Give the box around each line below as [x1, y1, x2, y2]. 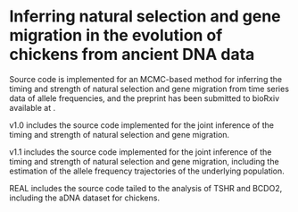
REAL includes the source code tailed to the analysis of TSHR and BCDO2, [9, 182, 283, 193]
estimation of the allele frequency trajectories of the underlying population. [9, 165, 286, 176]
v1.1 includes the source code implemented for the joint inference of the [9, 146, 272, 157]
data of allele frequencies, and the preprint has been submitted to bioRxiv [9, 92, 280, 104]
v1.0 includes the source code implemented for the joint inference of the [9, 119, 275, 131]
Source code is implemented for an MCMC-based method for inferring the [9, 73, 283, 84]
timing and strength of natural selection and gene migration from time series [9, 83, 290, 94]
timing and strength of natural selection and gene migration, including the [9, 156, 279, 166]
